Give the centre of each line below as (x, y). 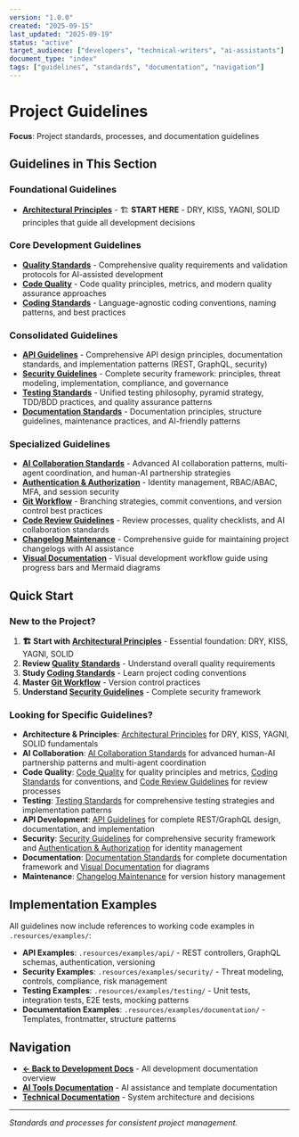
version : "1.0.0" (41, 17)
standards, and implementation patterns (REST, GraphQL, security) (145, 364)
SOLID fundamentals (60, 744)
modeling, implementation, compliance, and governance (125, 383)
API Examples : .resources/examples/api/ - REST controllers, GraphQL (151, 953)
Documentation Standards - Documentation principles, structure (142, 412)
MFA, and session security (71, 492)
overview (39, 1078)
